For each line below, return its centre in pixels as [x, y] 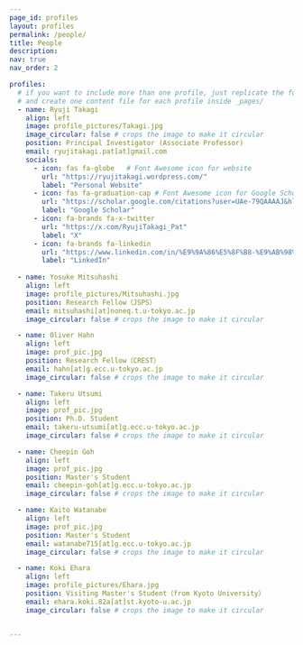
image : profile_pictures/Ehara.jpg [92, 585]
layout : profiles [42, 26]
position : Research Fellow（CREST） [93, 361]
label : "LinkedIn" [76, 261]
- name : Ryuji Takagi [58, 109]
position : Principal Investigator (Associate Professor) [135, 143]
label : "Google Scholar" [88, 210]
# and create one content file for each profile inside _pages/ [141, 101]
